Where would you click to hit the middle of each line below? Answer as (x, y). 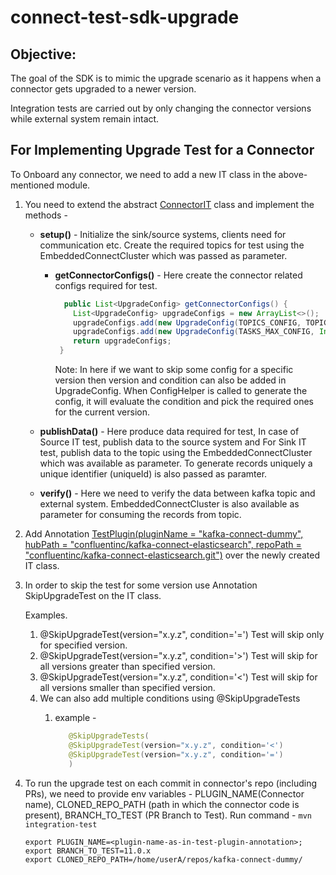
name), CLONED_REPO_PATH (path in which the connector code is (162, 804)
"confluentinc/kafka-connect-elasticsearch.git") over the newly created (172, 555)
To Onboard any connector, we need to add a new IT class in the (143, 174)
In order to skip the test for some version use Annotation (141, 585)
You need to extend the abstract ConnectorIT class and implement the (169, 204)
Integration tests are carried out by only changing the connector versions (161, 108)
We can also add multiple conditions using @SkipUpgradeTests (170, 698)
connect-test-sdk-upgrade (125, 17)
